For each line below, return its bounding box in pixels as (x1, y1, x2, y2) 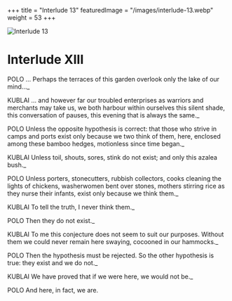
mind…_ (7, 82, 30, 91)
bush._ (7, 160, 27, 169)
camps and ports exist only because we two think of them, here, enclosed (7, 132, 221, 140)
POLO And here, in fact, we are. (7, 286, 99, 294)
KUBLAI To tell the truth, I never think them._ (7, 203, 135, 211)
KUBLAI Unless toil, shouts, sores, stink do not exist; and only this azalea (7, 153, 217, 161)
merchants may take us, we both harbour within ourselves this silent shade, (7, 103, 226, 112)
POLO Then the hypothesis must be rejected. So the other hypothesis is (7, 251, 214, 260)
